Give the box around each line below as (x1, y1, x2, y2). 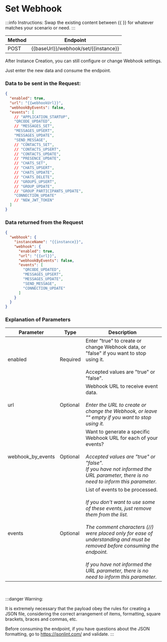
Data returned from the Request (5, 219, 83, 226)
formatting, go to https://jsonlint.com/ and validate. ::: (5, 631, 114, 637)
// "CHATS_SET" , (14, 160, 48, 166)
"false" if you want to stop (85, 350, 147, 357)
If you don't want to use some (85, 499, 156, 506)
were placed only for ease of (85, 530, 153, 537)
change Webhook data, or (85, 343, 146, 350)
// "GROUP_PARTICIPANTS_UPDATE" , (14, 188, 83, 193)
